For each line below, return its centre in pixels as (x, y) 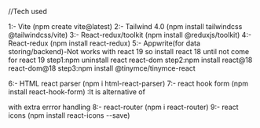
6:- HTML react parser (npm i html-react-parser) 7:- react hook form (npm (128, 83)
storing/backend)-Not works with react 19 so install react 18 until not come (129, 51)
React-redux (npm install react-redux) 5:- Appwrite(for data (104, 43)
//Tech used (27, 11)
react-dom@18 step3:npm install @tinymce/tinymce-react (102, 68)
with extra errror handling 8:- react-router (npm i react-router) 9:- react (123, 107)
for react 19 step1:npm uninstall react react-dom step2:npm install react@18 (130, 60)
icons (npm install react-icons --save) (69, 115)
